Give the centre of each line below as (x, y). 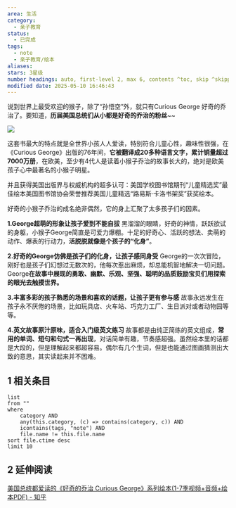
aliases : (20, 66)
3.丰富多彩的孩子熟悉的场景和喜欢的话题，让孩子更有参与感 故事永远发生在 (116, 298)
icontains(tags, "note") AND (63, 428)
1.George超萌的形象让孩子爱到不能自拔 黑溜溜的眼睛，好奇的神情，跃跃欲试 (117, 224)
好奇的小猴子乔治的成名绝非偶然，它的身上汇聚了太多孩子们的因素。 (106, 209)
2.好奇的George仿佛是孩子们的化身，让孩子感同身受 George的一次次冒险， (116, 256)
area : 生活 (22, 14)
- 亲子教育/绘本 (34, 60)
